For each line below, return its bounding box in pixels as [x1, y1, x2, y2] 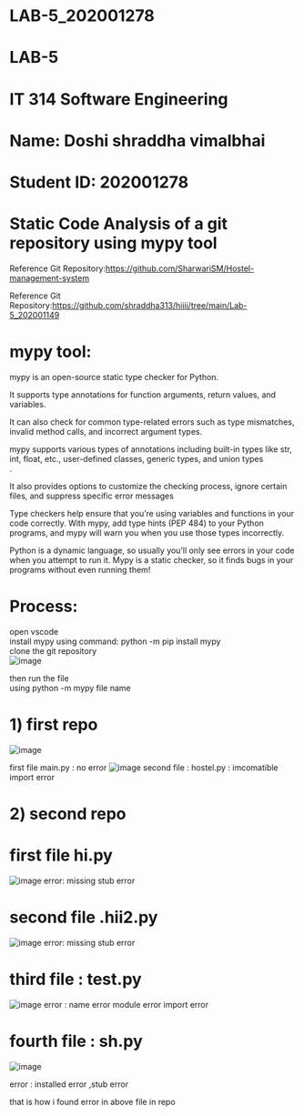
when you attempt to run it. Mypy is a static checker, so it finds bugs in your [9, 554, 294, 565]
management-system [9, 272, 89, 283]
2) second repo [9, 803, 127, 824]
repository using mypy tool [9, 233, 218, 254]
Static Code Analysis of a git [9, 214, 228, 235]
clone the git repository [9, 645, 97, 656]
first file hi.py [9, 845, 114, 866]
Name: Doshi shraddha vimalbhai [9, 130, 266, 151]
